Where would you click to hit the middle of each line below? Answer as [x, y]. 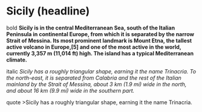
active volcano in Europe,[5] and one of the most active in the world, [94, 47]
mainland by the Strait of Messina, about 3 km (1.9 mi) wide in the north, [96, 84]
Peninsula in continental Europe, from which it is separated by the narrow [100, 34]
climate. [17, 60]
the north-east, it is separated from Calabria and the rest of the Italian [94, 78]
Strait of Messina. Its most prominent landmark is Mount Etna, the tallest [99, 40]
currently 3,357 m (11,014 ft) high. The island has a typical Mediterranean [100, 53]
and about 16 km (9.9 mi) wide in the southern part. [70, 90]
